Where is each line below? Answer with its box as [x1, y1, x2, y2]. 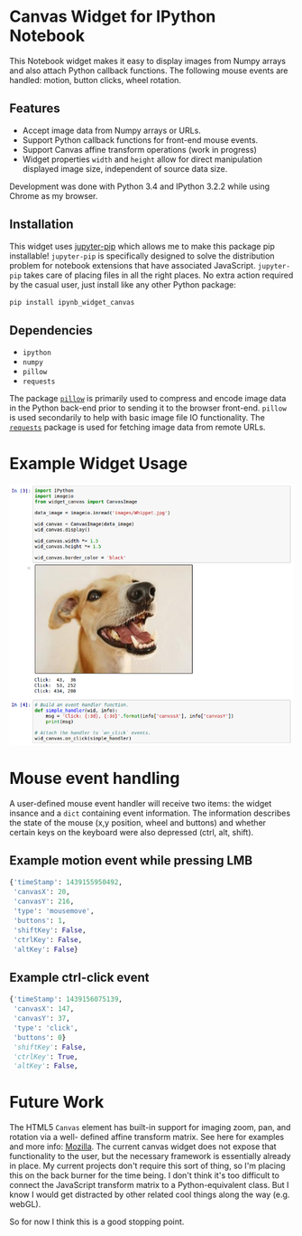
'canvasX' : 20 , [13, 888, 70, 897]
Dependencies [9, 323, 93, 338]
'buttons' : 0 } [13, 1033, 67, 1042]
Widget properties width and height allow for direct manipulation [22, 154, 263, 165]
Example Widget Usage [9, 454, 188, 474]
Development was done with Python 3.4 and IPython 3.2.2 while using [9, 181, 270, 192]
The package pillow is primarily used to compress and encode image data [9, 393, 287, 404]
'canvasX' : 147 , [13, 1005, 75, 1014]
